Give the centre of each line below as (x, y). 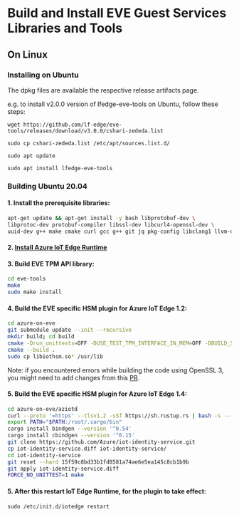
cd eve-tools (27, 279)
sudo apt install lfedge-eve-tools (60, 168)
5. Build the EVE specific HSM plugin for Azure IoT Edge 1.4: (97, 394)
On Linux (28, 54)
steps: (16, 111)
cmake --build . (31, 350)
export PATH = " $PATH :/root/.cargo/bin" (65, 422)
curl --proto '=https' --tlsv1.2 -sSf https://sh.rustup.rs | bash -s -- (119, 416)
